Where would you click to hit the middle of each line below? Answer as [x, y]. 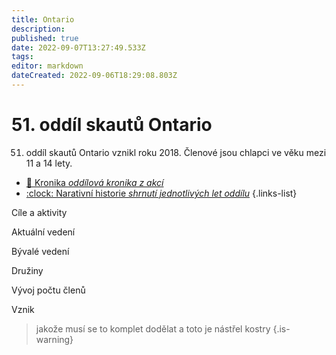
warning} [54, 339]
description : [38, 29]
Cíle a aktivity [39, 212]
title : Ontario [43, 19]
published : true [45, 38]
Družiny [27, 270]
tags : [22, 57]
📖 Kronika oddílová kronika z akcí [94, 182]
